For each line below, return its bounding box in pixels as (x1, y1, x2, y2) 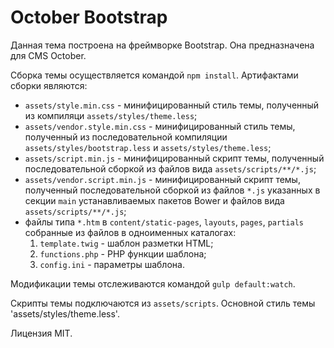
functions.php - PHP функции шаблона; (39, 247, 207, 260)
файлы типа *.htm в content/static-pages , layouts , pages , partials (24, 216, 304, 228)
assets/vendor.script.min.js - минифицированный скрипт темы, (24, 173, 301, 185)
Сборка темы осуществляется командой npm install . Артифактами (10, 69, 299, 81)
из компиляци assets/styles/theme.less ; (24, 109, 198, 121)
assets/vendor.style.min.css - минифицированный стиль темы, (24, 120, 296, 132)
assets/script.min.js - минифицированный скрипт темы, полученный (24, 152, 325, 164)
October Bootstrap (10, 6, 168, 29)
